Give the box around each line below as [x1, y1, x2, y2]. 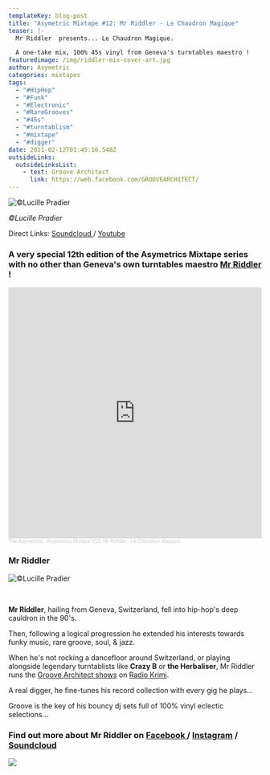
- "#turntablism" [15, 124, 74, 132]
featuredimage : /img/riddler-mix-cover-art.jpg [8, 56, 171, 64]
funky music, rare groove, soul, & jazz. [8, 637, 135, 647]
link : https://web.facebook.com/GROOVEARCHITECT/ [29, 176, 199, 184]
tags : [8, 78, 27, 87]
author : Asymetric [8, 63, 70, 72]
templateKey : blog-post [8, 11, 88, 20]
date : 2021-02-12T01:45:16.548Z [8, 145, 117, 153]
